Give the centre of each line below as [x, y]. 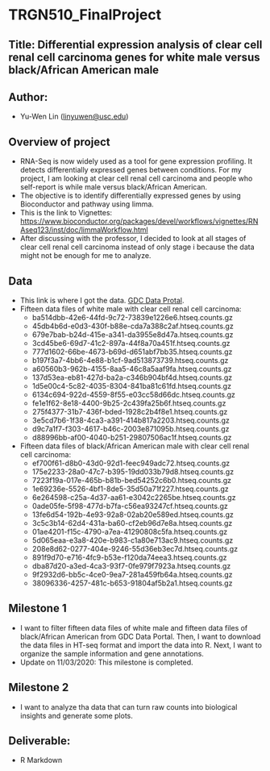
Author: [28, 97]
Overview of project [59, 142]
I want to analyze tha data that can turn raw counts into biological [129, 706]
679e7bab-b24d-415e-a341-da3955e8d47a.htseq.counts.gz [133, 335]
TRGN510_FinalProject [85, 15]
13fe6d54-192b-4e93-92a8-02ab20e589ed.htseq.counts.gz [133, 515]
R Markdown [41, 761]
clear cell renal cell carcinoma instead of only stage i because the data [137, 247]
